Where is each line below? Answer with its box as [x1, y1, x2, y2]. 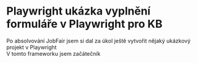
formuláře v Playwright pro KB [6, 17, 163, 31]
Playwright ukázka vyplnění [6, 4, 151, 18]
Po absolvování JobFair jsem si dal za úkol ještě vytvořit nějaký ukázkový [6, 37, 191, 44]
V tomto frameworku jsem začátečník [6, 50, 101, 57]
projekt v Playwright [6, 44, 57, 51]
